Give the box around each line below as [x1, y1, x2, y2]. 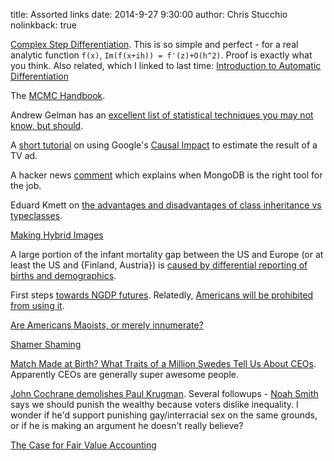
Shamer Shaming [10, 339, 82, 350]
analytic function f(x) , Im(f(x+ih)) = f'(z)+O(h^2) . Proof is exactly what [10, 49, 313, 61]
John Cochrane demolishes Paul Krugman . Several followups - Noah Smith [10, 388, 319, 399]
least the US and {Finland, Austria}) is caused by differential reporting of [10, 259, 308, 271]
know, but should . [10, 120, 84, 131]
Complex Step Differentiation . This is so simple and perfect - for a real [10, 39, 299, 50]
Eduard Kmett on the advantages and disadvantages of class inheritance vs [10, 199, 322, 211]
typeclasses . [10, 210, 63, 221]
